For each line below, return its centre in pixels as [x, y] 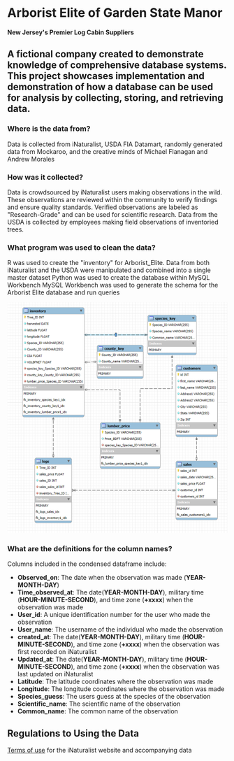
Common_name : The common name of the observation [97, 711]
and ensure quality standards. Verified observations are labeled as [103, 207]
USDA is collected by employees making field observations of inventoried [113, 222]
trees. [16, 229]
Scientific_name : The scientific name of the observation [99, 704]
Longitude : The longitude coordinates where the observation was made [121, 689]
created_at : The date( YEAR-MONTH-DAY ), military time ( [101, 637]
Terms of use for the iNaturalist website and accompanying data [100, 751]
